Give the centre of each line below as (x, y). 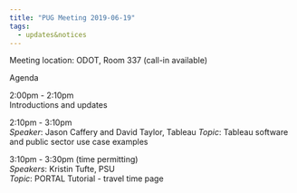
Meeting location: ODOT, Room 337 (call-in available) (109, 61)
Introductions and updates (58, 105)
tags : (19, 26)
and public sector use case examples (79, 142)
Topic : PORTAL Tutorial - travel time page (87, 179)
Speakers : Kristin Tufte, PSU (62, 169)
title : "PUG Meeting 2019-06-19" (72, 18)
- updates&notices (53, 34)
